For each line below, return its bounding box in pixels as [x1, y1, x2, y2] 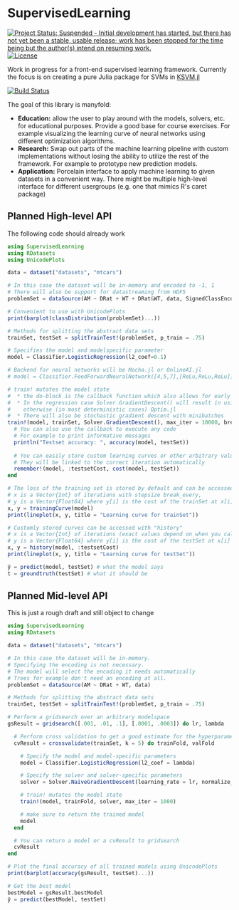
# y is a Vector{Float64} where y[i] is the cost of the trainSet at [7, 498, 218, 505]
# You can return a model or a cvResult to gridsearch [14, 837, 180, 844]
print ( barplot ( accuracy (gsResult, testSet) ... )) [7, 870, 154, 877]
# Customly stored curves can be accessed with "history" [7, 524, 183, 531]
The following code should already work [7, 229, 126, 238]
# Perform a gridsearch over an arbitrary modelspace [7, 713, 171, 721]
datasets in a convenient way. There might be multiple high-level [17, 174, 208, 183]
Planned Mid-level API [7, 590, 108, 602]
